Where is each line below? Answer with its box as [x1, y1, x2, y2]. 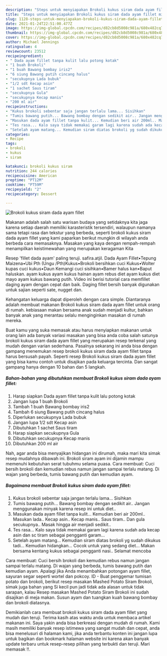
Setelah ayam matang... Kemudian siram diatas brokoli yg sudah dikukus [12, 537, 161, 543]
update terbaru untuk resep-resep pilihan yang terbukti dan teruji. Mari [5, 641, 150, 647]
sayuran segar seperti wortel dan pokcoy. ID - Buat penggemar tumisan [5, 573, 152, 579]
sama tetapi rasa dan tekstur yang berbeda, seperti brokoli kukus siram [5, 229, 151, 236]
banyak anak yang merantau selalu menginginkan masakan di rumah [5, 312, 146, 318]
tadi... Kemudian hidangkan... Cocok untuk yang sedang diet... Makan [12, 542, 155, 548]
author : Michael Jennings [5, 40, 59, 45]
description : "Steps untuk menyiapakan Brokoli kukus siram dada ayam [5, 7, 155, 12]
